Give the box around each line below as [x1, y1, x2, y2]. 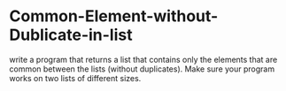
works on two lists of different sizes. [9, 72, 142, 83]
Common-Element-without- [9, 6, 219, 27]
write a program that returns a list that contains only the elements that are [9, 54, 278, 64]
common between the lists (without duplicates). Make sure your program [9, 64, 275, 74]
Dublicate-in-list [9, 25, 133, 45]
